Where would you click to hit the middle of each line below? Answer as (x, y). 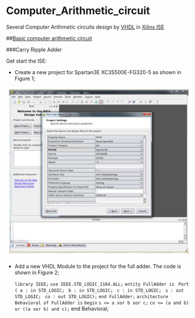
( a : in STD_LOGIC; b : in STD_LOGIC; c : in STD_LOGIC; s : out (99, 291)
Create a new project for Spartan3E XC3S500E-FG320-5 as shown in (98, 72)
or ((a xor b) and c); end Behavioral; (62, 309)
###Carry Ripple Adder (34, 49)
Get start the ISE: (27, 61)
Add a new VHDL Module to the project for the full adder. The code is (98, 267)
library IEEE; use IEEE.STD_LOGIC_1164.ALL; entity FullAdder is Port (102, 285)
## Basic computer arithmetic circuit (49, 38)
